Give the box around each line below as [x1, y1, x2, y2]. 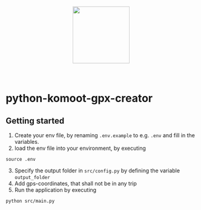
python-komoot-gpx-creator [5, 92, 153, 106]
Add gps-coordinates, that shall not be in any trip [14, 180, 137, 187]
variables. [14, 138, 39, 145]
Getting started [5, 115, 65, 126]
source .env [5, 156, 36, 162]
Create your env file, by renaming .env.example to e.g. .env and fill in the [14, 131, 195, 139]
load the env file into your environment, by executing [14, 144, 147, 152]
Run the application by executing [14, 186, 97, 194]
